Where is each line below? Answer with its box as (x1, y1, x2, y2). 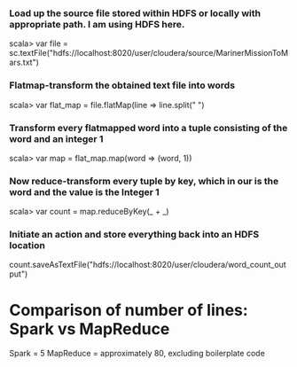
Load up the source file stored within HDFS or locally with (9, 7, 262, 20)
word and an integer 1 (9, 132, 104, 144)
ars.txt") (9, 57, 40, 68)
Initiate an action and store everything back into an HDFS (9, 229, 260, 241)
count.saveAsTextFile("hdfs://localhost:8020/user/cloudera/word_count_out (9, 260, 286, 270)
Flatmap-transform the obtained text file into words (9, 79, 236, 91)
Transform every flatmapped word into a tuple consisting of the (9, 121, 288, 134)
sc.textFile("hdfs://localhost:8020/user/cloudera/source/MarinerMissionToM (9, 48, 289, 59)
